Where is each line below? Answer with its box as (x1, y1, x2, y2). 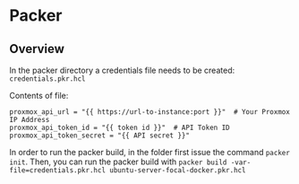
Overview (9, 41, 65, 57)
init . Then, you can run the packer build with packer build (9, 156, 227, 167)
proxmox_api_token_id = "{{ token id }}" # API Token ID (9, 123, 230, 132)
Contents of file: (9, 91, 69, 101)
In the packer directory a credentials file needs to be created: (9, 65, 235, 75)
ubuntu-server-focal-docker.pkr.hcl (108, 166, 246, 175)
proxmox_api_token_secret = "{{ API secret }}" (9, 131, 191, 140)
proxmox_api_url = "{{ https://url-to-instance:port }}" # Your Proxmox (9, 108, 291, 117)
